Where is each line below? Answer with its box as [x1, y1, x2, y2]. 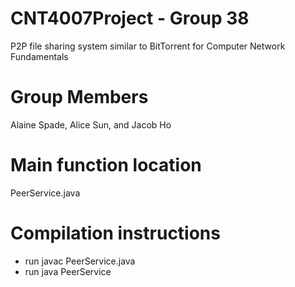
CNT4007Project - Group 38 [10, 7, 250, 30]
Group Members [10, 86, 149, 109]
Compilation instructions [10, 222, 221, 244]
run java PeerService [24, 265, 112, 277]
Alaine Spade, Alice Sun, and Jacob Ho [10, 118, 172, 131]
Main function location [10, 154, 202, 177]
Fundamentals [10, 50, 69, 62]
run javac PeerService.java [24, 255, 136, 267]
